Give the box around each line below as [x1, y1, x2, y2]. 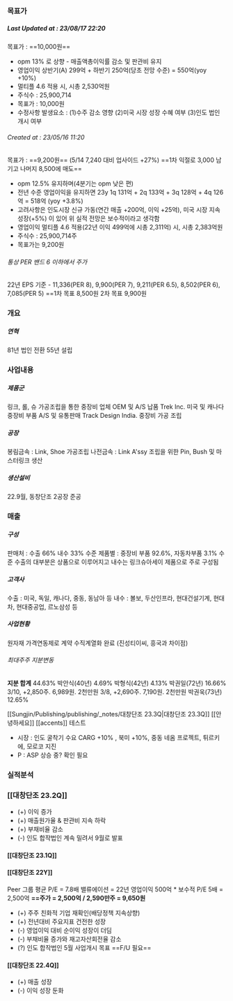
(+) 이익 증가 [17, 808, 52, 816]
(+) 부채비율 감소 [17, 825, 64, 834]
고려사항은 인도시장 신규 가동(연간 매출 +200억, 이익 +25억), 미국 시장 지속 [17, 206, 220, 214]
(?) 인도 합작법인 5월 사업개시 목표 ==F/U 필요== [17, 944, 152, 952]
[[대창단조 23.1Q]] [7, 851, 57, 859]
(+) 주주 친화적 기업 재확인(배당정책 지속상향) [17, 909, 140, 917]
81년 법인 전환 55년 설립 [7, 346, 73, 354]
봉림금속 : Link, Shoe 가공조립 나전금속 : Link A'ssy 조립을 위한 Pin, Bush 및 [7, 448, 215, 456]
